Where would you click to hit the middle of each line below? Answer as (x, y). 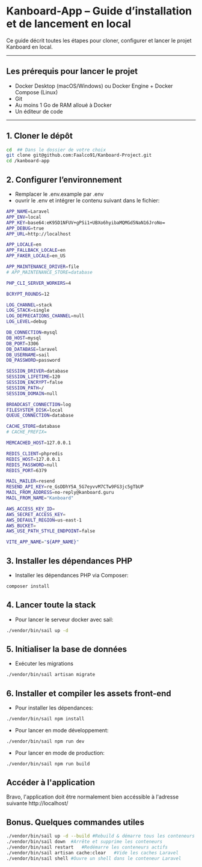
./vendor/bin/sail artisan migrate (51, 675)
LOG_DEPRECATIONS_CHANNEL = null (45, 316)
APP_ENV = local (24, 217)
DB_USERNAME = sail (28, 355)
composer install (28, 586)
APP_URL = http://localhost (38, 234)
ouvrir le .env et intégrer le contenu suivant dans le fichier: (87, 200)
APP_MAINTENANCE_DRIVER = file (43, 267)
